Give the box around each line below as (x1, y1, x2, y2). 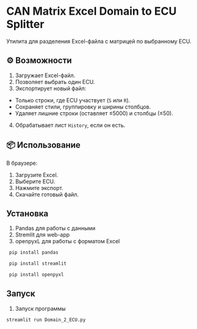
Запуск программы (15, 304, 66, 312)
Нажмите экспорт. (15, 184, 63, 191)
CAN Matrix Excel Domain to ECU (6, 4, 177, 18)
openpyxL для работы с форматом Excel (15, 238, 120, 245)
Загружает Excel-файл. (15, 72, 76, 79)
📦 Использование (6, 140, 81, 151)
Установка (6, 208, 49, 219)
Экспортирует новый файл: (15, 85, 87, 92)
